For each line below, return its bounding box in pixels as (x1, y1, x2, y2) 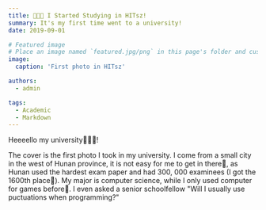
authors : (8, 77, 37, 85)
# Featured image (8, 40, 66, 48)
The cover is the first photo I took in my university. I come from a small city (8, 151, 252, 160)
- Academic (15, 106, 51, 114)
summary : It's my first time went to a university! (8, 19, 182, 27)
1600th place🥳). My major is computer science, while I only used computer (8, 176, 253, 185)
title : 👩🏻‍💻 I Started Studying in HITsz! (8, 11, 147, 20)
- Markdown (15, 113, 51, 121)
